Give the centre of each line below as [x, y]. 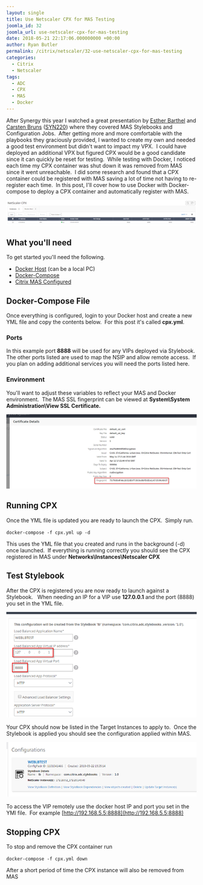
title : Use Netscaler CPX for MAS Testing [60, 19]
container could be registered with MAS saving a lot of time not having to [97, 178]
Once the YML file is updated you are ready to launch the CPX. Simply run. [100, 520]
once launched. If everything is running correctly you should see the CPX [98, 550]
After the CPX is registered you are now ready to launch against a [88, 590]
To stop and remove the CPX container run [60, 847]
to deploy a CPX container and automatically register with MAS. [110, 191]
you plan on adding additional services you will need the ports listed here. [98, 364]
